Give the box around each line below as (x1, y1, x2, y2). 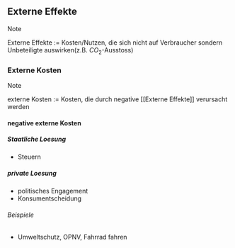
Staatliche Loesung (7, 135, 67, 144)
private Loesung (7, 169, 57, 178)
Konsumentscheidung (17, 194, 82, 203)
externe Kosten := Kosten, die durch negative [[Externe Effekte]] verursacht (7, 95, 228, 103)
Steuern (17, 152, 41, 162)
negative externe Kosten (7, 118, 81, 127)
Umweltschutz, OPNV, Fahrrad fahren (17, 232, 127, 241)
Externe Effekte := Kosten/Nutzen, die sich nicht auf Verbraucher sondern (7, 38, 223, 47)
